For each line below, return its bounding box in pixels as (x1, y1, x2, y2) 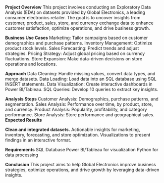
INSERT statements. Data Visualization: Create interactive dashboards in (5, 81, 153, 87)
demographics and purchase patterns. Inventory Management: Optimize (5, 40, 153, 46)
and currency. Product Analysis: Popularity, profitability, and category (5, 106, 147, 112)
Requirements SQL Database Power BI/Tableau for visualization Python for (5, 147, 159, 152)
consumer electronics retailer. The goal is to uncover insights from (5, 15, 141, 20)
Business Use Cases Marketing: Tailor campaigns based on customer (5, 35, 148, 41)
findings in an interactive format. (5, 137, 72, 143)
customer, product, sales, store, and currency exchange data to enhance (5, 20, 154, 26)
